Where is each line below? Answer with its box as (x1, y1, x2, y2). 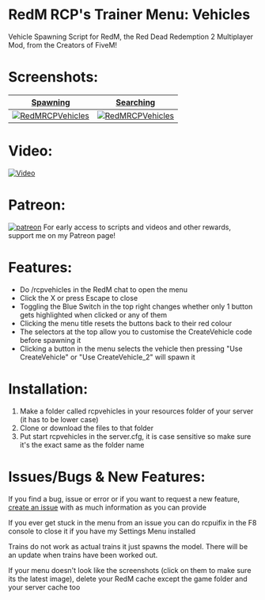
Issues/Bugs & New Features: (8, 467, 206, 486)
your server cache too (8, 582, 81, 592)
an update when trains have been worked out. (8, 550, 158, 560)
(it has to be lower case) (19, 414, 99, 424)
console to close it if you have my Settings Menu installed (8, 526, 196, 536)
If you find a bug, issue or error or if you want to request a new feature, (8, 494, 240, 503)
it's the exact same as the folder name (19, 440, 145, 449)
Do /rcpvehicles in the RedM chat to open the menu (19, 284, 188, 294)
